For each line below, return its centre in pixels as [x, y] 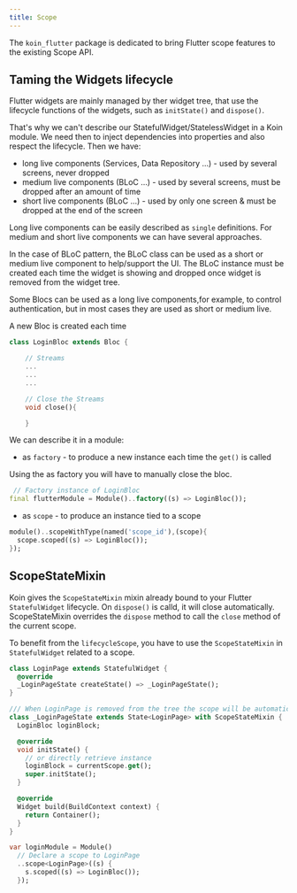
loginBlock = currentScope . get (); [88, 766]
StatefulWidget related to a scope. [72, 652]
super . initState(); [61, 774]
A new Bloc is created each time [68, 326]
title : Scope [33, 17]
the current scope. [43, 626]
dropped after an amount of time [81, 192]
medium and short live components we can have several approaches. [136, 237]
